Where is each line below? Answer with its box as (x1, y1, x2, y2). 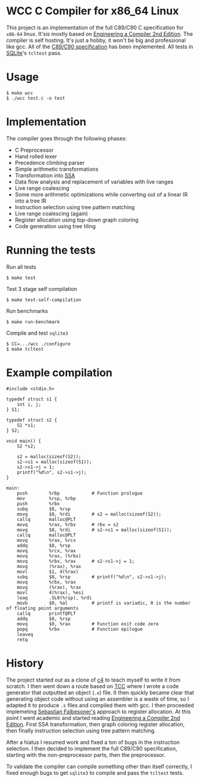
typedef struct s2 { (6, 417, 58, 423)
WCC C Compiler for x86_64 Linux (6, 4, 179, 18)
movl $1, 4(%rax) (17, 569, 79, 575)
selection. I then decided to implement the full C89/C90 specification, (6, 745, 177, 752)
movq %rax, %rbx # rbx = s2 (17, 522, 119, 528)
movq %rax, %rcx (17, 537, 76, 543)
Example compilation (6, 366, 113, 379)
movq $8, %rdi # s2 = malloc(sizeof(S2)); (17, 511, 162, 517)
